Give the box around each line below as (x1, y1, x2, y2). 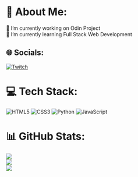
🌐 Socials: (6, 48, 44, 58)
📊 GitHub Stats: (6, 130, 86, 143)
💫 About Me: (6, 5, 68, 19)
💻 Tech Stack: (6, 85, 78, 98)
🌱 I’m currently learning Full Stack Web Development (6, 30, 133, 37)
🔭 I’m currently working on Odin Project (6, 25, 101, 32)
